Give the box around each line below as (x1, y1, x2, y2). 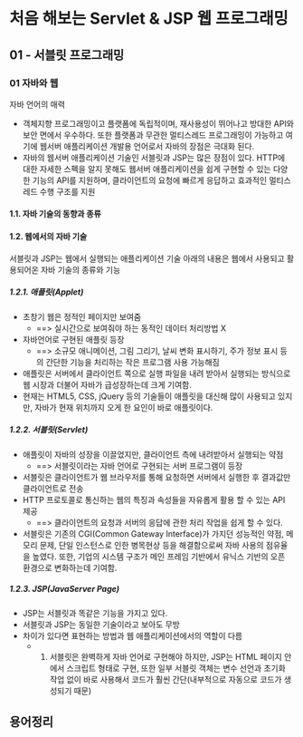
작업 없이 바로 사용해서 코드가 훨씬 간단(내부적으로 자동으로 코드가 (49, 674, 282, 684)
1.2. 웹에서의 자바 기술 (9, 231, 88, 242)
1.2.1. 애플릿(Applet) (9, 286, 84, 297)
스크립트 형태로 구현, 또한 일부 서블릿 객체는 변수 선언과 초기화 (66, 663, 287, 674)
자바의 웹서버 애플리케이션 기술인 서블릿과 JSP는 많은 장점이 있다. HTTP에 (22, 151, 286, 163)
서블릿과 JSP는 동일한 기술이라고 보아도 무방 (22, 618, 181, 630)
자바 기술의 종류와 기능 (40, 264, 121, 275)
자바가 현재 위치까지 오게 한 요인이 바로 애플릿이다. (34, 402, 213, 412)
